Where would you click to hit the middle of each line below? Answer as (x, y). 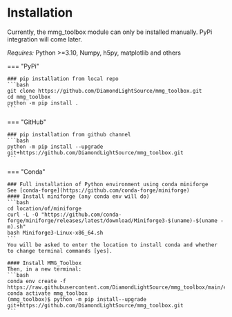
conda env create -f (37, 281)
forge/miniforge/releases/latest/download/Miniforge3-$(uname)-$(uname (112, 220)
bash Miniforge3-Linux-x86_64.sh (55, 233)
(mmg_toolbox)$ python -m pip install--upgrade (77, 299)
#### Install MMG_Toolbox (44, 263)
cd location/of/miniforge (44, 208)
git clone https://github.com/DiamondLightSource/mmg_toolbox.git (105, 91)
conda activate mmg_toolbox (48, 293)
